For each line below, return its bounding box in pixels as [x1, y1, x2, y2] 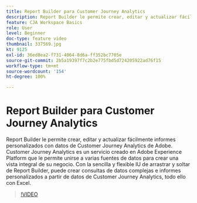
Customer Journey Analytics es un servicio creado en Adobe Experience [6, 149, 182, 156]
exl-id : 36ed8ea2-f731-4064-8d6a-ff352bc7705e [6, 52, 122, 58]
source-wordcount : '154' [6, 68, 67, 74]
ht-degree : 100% [6, 74, 46, 80]
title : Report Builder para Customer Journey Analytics [6, 8, 145, 15]
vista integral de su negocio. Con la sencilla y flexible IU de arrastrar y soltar [6, 161, 191, 168]
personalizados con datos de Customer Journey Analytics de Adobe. [6, 142, 173, 149]
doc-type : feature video [6, 36, 67, 42]
